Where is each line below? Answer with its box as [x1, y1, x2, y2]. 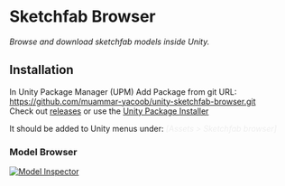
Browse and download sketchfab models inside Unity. [9, 36, 210, 47]
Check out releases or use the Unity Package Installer [9, 106, 209, 116]
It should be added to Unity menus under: [9, 123, 164, 134]
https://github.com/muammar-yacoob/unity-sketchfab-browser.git [9, 96, 256, 107]
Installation [9, 62, 74, 78]
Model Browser [9, 145, 78, 158]
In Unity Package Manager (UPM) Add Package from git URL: [9, 86, 237, 97]
